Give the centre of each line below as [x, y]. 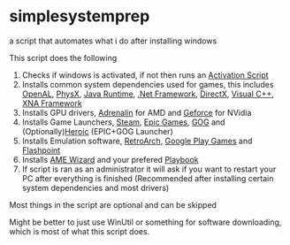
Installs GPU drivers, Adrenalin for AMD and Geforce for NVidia [137, 112]
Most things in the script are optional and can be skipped [113, 204]
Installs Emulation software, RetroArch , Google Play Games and [137, 141]
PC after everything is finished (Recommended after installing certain [148, 178]
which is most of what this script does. [80, 231]
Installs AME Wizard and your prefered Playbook [110, 159]
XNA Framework [52, 103]
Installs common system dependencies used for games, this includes [148, 84]
